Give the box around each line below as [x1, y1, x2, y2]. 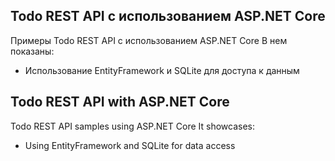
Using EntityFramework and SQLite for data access [24, 139, 236, 151]
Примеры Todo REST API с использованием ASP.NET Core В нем [10, 34, 288, 46]
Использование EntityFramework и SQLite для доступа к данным [24, 64, 300, 76]
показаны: [10, 45, 55, 57]
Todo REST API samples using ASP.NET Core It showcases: [10, 120, 255, 132]
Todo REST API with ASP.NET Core [10, 94, 230, 111]
